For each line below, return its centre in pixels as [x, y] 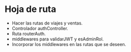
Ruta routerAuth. [29, 33]
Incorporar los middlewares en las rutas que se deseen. [69, 44]
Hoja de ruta [31, 9]
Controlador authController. [40, 28]
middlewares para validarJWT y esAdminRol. [58, 39]
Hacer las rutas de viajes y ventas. [47, 23]
